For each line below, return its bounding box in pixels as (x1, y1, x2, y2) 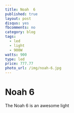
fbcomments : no (5, 25, 36, 30)
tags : (5, 34, 16, 39)
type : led (5, 57, 25, 62)
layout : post (5, 16, 31, 21)
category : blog (5, 30, 36, 34)
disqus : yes (5, 20, 29, 26)
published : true (5, 12, 38, 16)
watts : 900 (5, 52, 27, 57)
